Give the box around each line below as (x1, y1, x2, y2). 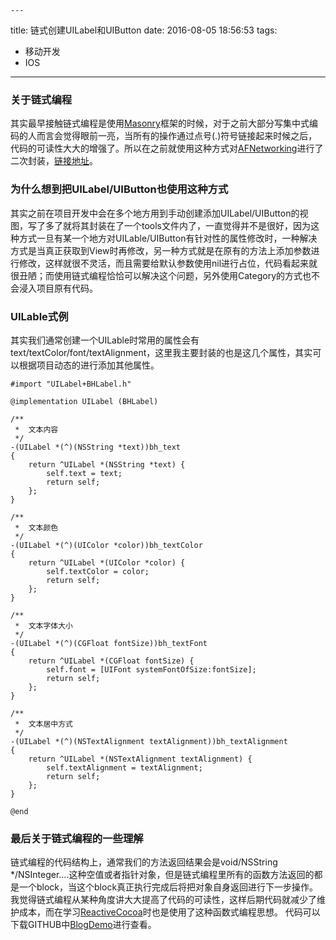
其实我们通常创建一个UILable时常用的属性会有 (10, 334, 200, 346)
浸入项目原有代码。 (18, 282, 98, 294)
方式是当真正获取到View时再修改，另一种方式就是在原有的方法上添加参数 (10, 244, 312, 256)
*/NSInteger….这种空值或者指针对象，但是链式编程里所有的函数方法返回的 (10, 869, 315, 881)
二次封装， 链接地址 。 (10, 155, 98, 167)
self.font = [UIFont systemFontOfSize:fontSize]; (46, 664, 257, 675)
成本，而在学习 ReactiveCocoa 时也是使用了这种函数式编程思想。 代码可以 (18, 906, 321, 918)
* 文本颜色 (14, 522, 59, 533)
